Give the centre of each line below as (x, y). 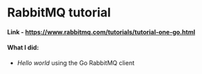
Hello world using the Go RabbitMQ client (75, 62)
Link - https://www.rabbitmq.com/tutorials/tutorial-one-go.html (101, 32)
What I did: (23, 48)
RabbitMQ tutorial (59, 13)
